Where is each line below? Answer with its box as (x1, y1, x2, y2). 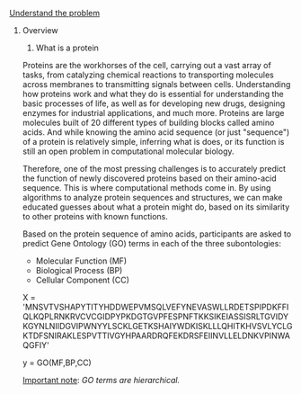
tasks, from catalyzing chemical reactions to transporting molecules (22, 69, 274, 80)
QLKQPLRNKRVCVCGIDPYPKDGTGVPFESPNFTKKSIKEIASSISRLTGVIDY (22, 311, 289, 322)
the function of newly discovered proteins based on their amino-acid (22, 173, 277, 184)
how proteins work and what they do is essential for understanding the (22, 89, 285, 99)
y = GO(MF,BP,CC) (22, 357, 92, 368)
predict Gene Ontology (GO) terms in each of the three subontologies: (22, 238, 281, 248)
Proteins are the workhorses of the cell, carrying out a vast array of (22, 60, 271, 70)
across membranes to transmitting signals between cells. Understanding (22, 79, 291, 89)
